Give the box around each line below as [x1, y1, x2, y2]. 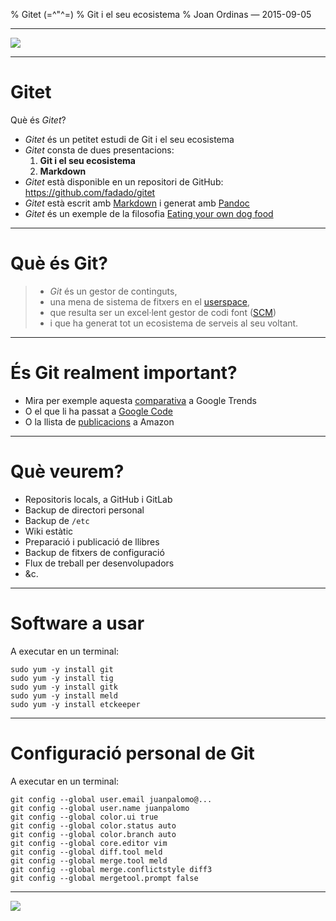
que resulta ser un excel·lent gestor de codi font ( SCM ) [49, 306, 277, 318]
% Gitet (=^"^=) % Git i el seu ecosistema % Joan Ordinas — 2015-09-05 [10, 9, 312, 20]
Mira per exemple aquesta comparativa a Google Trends [24, 394, 257, 406]
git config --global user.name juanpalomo [10, 803, 190, 813]
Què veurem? [10, 460, 125, 483]
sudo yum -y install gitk [10, 682, 118, 692]
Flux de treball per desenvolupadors [24, 557, 175, 569]
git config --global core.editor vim [10, 838, 168, 848]
